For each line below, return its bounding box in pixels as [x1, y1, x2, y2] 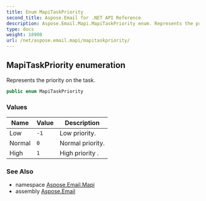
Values [6, 102, 28, 111]
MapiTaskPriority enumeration [6, 60, 126, 70]
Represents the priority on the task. [6, 76, 96, 83]
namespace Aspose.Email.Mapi [15, 181, 95, 189]
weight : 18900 [6, 32, 43, 38]
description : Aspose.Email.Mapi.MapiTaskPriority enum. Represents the [6, 20, 193, 26]
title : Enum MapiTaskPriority [6, 9, 84, 15]
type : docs [6, 26, 34, 32]
